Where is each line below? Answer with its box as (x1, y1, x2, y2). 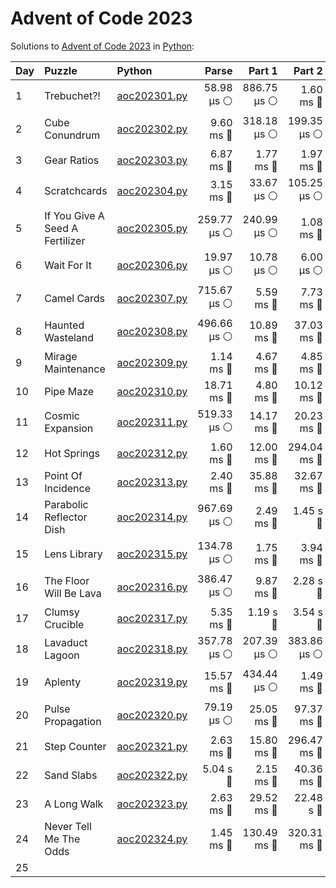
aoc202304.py (116, 184, 188, 198)
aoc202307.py (116, 292, 188, 306)
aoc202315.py (116, 547, 188, 561)
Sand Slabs (44, 768, 98, 782)
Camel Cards (44, 292, 106, 306)
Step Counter (44, 739, 107, 753)
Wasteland (44, 331, 95, 345)
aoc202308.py (116, 325, 188, 339)
